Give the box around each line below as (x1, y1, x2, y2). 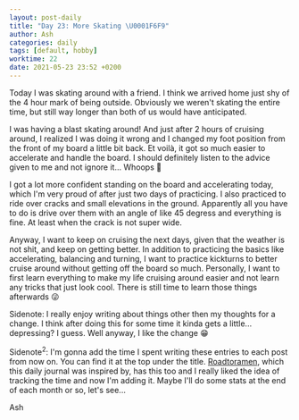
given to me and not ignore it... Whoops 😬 (9, 162, 162, 172)
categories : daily (9, 38, 78, 47)
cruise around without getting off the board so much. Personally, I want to (9, 263, 280, 273)
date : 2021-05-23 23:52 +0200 (9, 63, 122, 72)
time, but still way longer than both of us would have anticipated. (9, 106, 247, 117)
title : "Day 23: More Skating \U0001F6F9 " (9, 21, 170, 30)
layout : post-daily (9, 13, 82, 22)
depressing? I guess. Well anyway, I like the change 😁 (9, 327, 209, 338)
